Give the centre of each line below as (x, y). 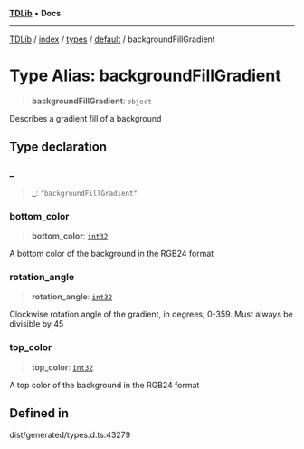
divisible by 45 (37, 324)
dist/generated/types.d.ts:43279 (70, 435)
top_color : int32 (62, 367)
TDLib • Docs (35, 13)
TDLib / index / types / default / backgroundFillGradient (112, 39)
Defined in (39, 413)
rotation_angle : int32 (72, 297)
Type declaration (58, 147)
